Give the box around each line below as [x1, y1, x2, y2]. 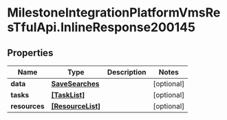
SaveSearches [51, 79, 100, 88]
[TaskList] [51, 90, 85, 99]
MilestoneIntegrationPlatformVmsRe [7, 5, 221, 21]
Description [107, 68, 147, 77]
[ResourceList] [51, 101, 101, 111]
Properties [7, 47, 54, 59]
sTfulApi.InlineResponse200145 [7, 19, 196, 35]
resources [10, 101, 45, 111]
